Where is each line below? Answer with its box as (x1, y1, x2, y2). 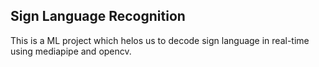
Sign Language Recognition (10, 8, 186, 25)
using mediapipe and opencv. (10, 45, 132, 57)
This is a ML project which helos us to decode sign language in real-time (10, 34, 310, 46)
